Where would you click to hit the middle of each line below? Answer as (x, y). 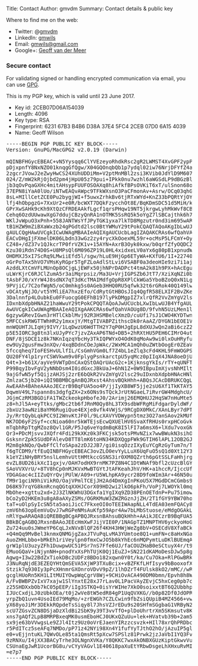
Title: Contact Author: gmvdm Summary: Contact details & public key (90, 9)
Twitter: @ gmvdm (36, 31)
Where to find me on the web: (42, 20)
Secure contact (29, 66)
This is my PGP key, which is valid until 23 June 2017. (71, 96)
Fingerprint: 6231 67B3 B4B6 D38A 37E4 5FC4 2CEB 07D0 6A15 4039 (100, 126)
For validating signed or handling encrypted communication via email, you (96, 79)
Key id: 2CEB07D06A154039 (49, 108)
